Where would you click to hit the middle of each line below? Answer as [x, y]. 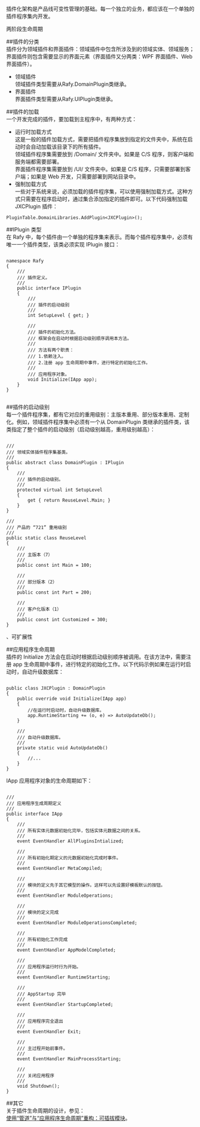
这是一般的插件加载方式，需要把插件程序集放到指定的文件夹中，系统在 [101, 139]
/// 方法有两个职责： [51, 350]
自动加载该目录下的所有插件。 [67, 147]
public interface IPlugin [49, 288]
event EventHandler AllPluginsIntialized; [70, 841]
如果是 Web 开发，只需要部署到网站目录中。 [85, 177]
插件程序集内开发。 [30, 16]
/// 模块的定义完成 [38, 912]
